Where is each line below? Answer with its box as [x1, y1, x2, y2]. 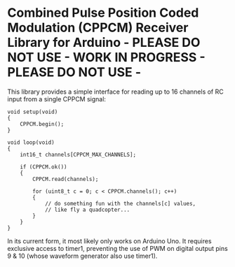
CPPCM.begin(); [20, 120, 65, 127]
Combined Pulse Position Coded [7, 5, 199, 21]
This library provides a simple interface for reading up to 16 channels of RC [7, 87, 224, 96]
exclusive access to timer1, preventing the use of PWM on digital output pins [7, 244, 228, 252]
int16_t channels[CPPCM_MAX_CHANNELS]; [20, 151, 137, 158]
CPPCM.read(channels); [32, 175, 99, 182]
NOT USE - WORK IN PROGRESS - [7, 50, 206, 66]
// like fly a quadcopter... [44, 206, 130, 213]
